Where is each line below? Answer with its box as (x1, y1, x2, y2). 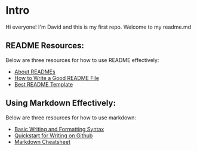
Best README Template (14, 81, 73, 88)
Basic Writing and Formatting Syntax (14, 125, 104, 132)
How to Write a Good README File (14, 74, 100, 81)
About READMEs (14, 68, 56, 75)
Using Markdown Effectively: (5, 98, 116, 108)
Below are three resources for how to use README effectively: (5, 56, 159, 63)
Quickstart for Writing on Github (14, 132, 93, 139)
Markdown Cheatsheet (14, 138, 71, 145)
